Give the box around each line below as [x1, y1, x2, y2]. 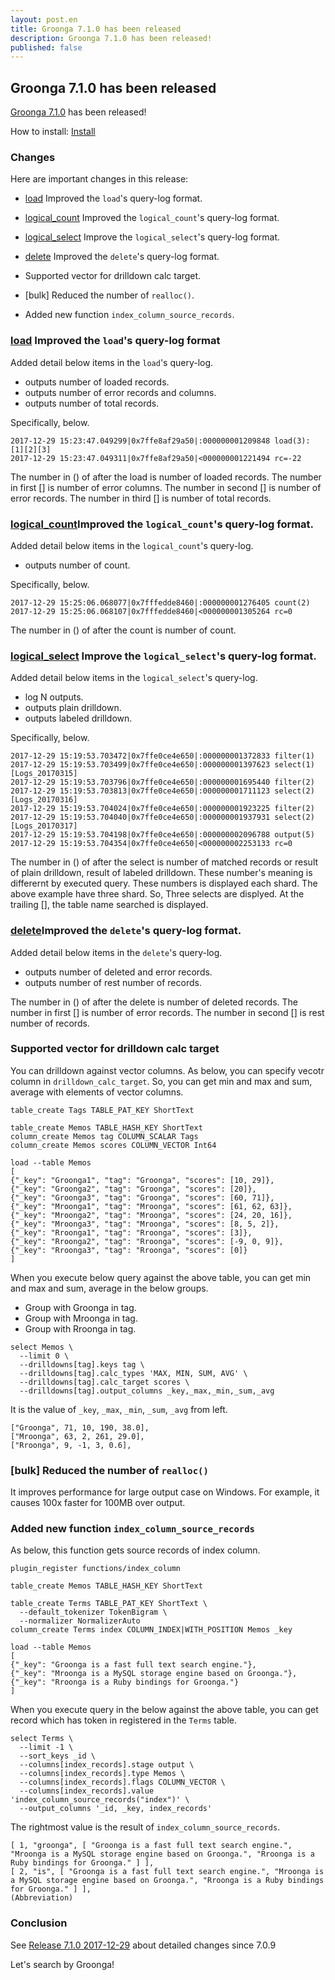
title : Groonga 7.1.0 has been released [10, 24, 182, 34]
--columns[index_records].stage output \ [19, 1760, 195, 1770]
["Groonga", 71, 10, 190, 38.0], [10, 1422, 150, 1433]
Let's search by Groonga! [10, 1958, 115, 1970]
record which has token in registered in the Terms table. [10, 1714, 237, 1726]
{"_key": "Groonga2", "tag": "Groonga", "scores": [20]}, [10, 1184, 257, 1194]
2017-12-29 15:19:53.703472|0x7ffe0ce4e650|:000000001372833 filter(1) [10, 751, 315, 761]
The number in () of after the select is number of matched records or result [10, 856, 319, 868]
